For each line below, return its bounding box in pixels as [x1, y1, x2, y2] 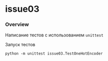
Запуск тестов [5, 42, 36, 48]
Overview [5, 21, 29, 28]
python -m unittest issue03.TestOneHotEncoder [5, 51, 103, 56]
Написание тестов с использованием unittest [5, 32, 104, 38]
